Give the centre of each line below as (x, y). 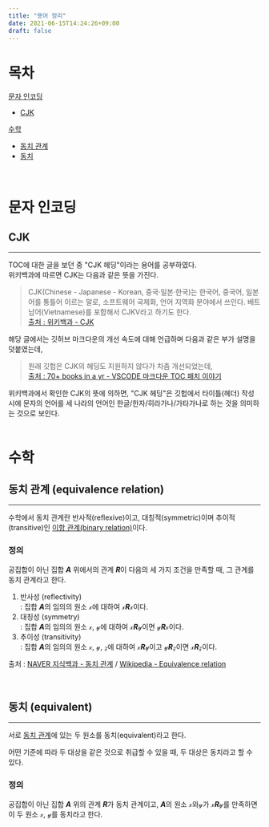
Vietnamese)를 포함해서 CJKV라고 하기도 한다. (118, 312)
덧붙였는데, (26, 349)
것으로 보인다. (38, 413)
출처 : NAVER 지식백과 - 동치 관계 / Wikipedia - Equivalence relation (117, 663)
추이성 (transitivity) (50, 636)
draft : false (30, 30)
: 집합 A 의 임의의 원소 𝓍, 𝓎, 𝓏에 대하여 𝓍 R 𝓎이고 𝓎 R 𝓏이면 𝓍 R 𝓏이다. (118, 647)
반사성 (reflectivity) (51, 596)
